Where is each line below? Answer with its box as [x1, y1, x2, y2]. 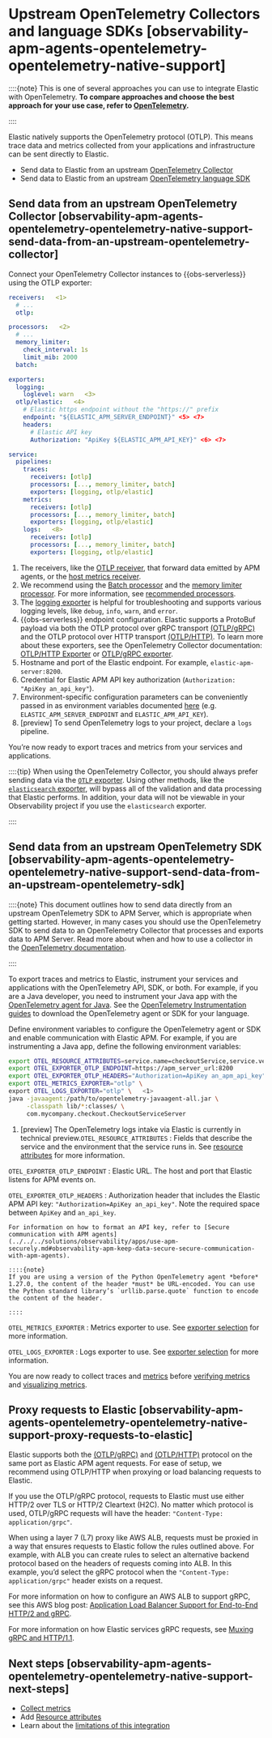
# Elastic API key [29, 428, 92, 436]
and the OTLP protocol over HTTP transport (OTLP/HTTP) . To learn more [19, 631, 264, 641]
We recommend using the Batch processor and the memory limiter [19, 580, 243, 590]
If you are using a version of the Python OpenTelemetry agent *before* [8, 1273, 259, 1281]
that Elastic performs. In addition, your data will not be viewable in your [8, 792, 245, 802]
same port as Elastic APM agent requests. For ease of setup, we [8, 1458, 223, 1468]
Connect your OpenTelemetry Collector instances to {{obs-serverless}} [8, 269, 246, 279]
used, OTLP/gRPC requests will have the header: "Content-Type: [8, 1509, 224, 1518]
